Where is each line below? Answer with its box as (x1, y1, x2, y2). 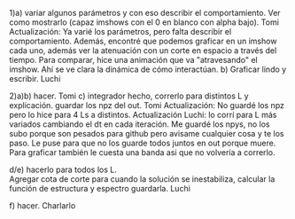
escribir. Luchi (9, 74, 61, 83)
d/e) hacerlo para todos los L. (9, 164, 118, 175)
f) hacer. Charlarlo (9, 200, 76, 211)
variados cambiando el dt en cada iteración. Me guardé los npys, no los (9, 119, 270, 129)
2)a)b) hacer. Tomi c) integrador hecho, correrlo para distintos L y (9, 90, 250, 101)
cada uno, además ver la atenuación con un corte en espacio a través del (9, 45, 277, 56)
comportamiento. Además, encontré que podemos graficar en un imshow (9, 35, 277, 46)
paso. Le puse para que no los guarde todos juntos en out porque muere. (9, 137, 276, 148)
